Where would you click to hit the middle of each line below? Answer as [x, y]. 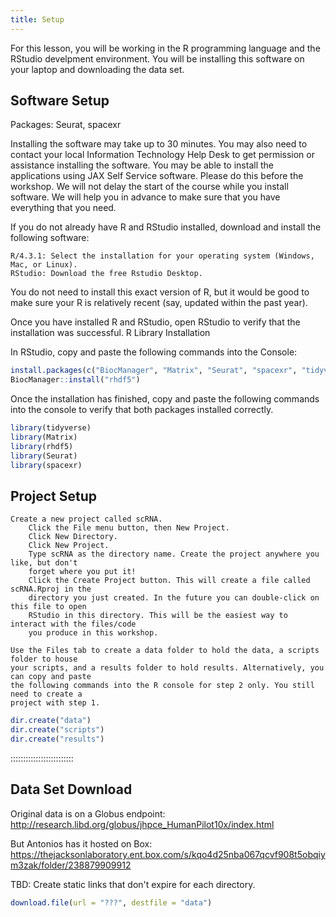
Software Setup [60, 101]
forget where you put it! [82, 572]
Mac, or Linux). [44, 265]
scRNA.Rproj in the [51, 589]
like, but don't [44, 563]
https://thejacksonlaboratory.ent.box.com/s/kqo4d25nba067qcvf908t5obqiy [168, 854]
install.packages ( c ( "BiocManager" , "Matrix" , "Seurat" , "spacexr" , [154, 371]
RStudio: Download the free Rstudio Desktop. [106, 274]
